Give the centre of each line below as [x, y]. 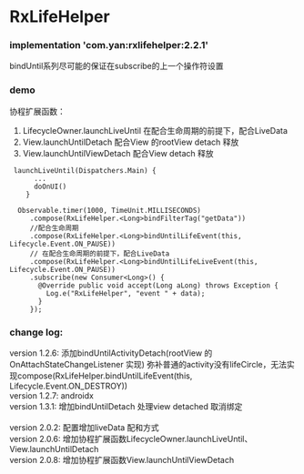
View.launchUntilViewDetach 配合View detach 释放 [118, 153]
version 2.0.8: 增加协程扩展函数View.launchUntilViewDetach [122, 460]
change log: [36, 332]
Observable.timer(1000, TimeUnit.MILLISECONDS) [110, 210]
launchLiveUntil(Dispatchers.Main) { [85, 170]
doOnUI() [50, 187]
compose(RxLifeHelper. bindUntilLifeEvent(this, [105, 376]
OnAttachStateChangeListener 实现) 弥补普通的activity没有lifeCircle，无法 [148, 365]
